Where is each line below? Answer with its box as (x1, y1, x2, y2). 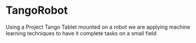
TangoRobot (5, 4, 68, 17)
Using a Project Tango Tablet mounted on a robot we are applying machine (5, 23, 191, 30)
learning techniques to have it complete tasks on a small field (5, 29, 157, 36)
